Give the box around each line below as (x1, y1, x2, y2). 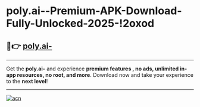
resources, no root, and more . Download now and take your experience (17, 72, 193, 78)
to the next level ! (6, 78, 48, 85)
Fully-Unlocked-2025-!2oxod (6, 17, 155, 30)
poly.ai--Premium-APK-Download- (6, 4, 183, 18)
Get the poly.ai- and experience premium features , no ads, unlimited (6, 65, 179, 72)
